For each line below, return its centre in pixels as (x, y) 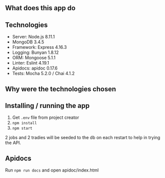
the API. (13, 143)
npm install (24, 123)
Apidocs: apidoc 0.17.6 (35, 68)
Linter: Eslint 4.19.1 (31, 63)
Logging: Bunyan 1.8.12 (35, 53)
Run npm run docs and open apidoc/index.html (52, 170)
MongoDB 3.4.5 (28, 42)
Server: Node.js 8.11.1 (33, 37)
